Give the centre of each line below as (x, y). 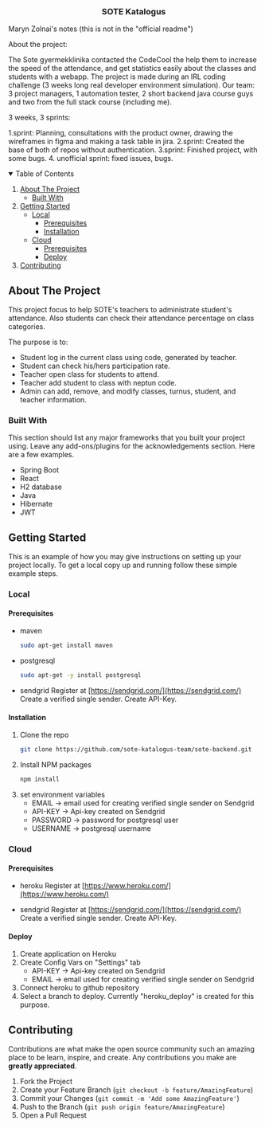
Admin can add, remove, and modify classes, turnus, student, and (128, 391)
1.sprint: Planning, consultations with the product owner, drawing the (121, 133)
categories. (27, 327)
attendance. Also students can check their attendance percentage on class (131, 318)
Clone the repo (44, 735)
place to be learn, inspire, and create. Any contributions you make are (123, 1058)
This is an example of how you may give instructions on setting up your (125, 557)
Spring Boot (39, 470)
